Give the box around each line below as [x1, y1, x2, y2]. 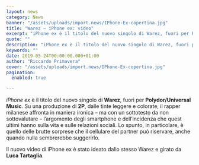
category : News [6, 14, 44, 20]
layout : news [6, 8, 38, 15]
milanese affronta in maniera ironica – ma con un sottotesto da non [6, 109, 169, 116]
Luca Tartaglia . [6, 152, 44, 159]
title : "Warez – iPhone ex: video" [6, 25, 94, 31]
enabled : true [11, 75, 46, 81]
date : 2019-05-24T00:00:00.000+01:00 [6, 53, 99, 59]
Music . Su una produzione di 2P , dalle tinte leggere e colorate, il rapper [6, 103, 181, 110]
